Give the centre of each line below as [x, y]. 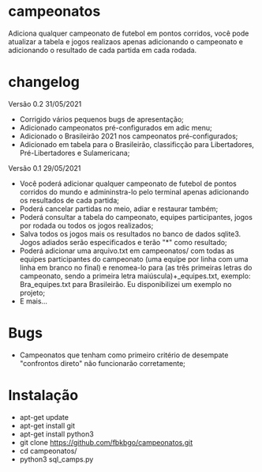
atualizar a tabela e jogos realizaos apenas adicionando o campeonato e [125, 41]
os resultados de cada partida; [69, 200]
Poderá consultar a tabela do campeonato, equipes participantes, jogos [136, 217]
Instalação [43, 395]
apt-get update [44, 417]
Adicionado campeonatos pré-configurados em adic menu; [116, 127]
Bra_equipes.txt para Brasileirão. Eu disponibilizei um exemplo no [125, 284]
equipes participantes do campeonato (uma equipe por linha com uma [134, 259]
